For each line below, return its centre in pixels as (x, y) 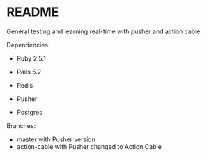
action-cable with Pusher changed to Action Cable (89, 146)
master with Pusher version (56, 139)
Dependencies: (28, 45)
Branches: (21, 125)
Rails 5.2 (29, 72)
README (33, 12)
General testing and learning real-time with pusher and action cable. (104, 31)
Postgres (30, 112)
